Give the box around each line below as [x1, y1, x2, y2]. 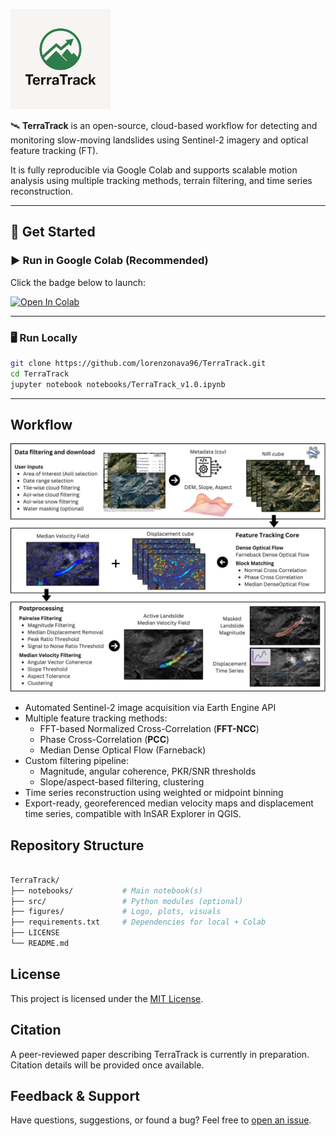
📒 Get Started [10, 224, 96, 241]
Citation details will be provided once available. [10, 1059, 205, 1071]
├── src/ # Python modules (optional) [10, 896, 244, 906]
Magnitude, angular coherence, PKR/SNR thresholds [39, 765, 257, 778]
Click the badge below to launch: [10, 276, 146, 288]
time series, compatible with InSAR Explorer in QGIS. [24, 808, 242, 820]
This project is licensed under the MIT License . [10, 992, 204, 1004]
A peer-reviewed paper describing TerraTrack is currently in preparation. [10, 1048, 310, 1060]
